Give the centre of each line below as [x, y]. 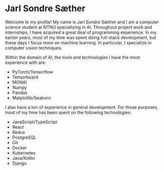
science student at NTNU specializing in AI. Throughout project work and [79, 27]
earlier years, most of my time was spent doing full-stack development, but [81, 38]
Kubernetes [24, 153]
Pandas [20, 93]
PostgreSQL [24, 137]
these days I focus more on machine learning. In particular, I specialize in [78, 42]
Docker [20, 148]
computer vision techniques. [34, 48]
